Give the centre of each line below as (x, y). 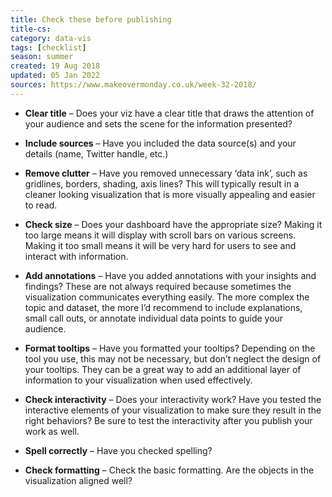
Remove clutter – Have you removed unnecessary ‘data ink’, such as (166, 173)
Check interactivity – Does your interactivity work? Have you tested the (173, 399)
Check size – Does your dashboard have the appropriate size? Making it (173, 224)
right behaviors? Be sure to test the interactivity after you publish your (168, 420)
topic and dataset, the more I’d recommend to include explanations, (163, 307)
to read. (41, 205)
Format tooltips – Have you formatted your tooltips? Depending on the (170, 348)
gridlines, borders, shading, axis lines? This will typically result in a (162, 183)
